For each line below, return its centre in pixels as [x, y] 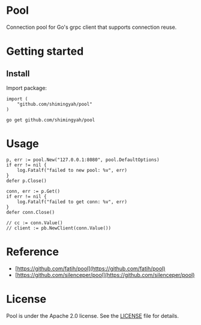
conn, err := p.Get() [33, 191]
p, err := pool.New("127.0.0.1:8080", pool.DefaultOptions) [83, 160]
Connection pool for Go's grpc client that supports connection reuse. [91, 27]
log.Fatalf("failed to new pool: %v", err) [72, 170]
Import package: [26, 88]
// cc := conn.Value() [34, 223]
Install [18, 74]
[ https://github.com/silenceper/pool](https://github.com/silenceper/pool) [105, 275]
